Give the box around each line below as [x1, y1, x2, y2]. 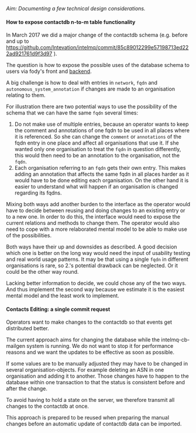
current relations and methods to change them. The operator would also [6, 220, 180, 227]
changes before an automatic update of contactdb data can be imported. [6, 420, 182, 428]
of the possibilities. [6, 232, 51, 239]
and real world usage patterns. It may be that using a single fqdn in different [6, 256, 188, 263]
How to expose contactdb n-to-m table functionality [6, 18, 136, 25]
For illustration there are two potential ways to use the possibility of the [6, 103, 177, 110]
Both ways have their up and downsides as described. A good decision [6, 243, 177, 250]
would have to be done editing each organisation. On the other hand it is [14, 177, 189, 184]
